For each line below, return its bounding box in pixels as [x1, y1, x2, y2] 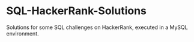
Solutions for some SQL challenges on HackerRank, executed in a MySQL [6, 24, 188, 31]
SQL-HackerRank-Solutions [6, 4, 147, 18]
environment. [6, 30, 39, 37]
